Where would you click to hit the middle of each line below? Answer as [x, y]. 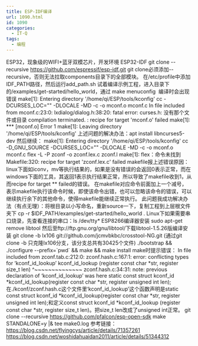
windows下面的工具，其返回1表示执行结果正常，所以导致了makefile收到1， [96, 176]
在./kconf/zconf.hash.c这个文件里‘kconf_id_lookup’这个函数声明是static [92, 289]
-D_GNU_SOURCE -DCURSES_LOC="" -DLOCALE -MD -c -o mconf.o [90, 147]
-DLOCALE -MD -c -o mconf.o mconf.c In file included [119, 105]
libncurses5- [169, 133]
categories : [21, 28]
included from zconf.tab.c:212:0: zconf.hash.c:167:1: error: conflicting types [98, 256]
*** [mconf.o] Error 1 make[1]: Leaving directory [64, 126]
